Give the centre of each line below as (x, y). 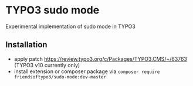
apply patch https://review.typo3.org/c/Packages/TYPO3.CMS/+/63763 (100, 59)
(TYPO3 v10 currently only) (47, 65)
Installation (26, 45)
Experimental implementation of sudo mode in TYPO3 (70, 26)
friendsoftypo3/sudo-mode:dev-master (60, 77)
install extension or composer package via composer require (87, 71)
